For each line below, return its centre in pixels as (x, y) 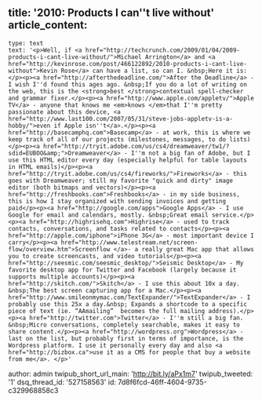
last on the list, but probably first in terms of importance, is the (126, 338)
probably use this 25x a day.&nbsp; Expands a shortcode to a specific (127, 304)
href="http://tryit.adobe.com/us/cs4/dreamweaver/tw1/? (136, 146)
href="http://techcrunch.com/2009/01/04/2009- (163, 50)
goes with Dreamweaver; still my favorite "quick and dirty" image (121, 180)
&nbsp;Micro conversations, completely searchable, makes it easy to (124, 325)
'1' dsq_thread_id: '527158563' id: (62, 382)
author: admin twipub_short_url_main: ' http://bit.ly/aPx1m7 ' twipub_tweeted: (131, 374)
